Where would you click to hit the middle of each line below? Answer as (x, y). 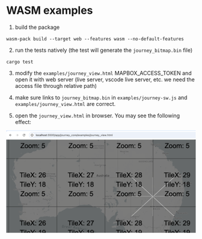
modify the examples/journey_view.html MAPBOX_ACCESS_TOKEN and (103, 73)
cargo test (20, 62)
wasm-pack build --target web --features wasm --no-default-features (95, 39)
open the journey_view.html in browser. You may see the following (97, 116)
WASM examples (50, 11)
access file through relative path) (56, 85)
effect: (23, 122)
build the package (37, 27)
